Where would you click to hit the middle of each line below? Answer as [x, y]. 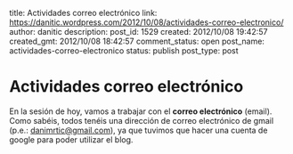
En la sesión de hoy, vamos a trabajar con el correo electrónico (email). [141, 111]
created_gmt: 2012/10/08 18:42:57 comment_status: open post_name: [137, 41]
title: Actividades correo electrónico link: [83, 13]
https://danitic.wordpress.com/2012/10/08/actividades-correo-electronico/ [146, 22]
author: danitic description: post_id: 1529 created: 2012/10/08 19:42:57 [138, 32]
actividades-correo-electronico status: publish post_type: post [124, 51]
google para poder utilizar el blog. [71, 139]
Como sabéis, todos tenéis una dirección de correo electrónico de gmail [142, 120]
